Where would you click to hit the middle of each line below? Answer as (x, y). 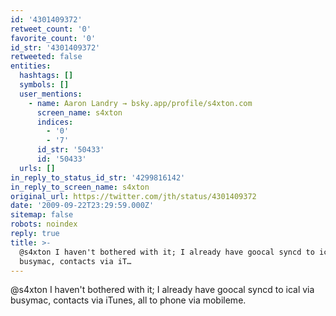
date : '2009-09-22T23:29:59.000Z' (82, 206)
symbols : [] (44, 85)
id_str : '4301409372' (55, 47)
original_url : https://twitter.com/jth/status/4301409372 (133, 196)
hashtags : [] (46, 76)
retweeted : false (46, 57)
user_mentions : (51, 94)
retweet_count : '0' (51, 29)
